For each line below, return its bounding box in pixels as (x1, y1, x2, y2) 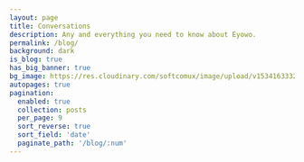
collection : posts (17, 105, 88, 114)
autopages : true (9, 80, 71, 89)
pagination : (9, 88, 54, 97)
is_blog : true (9, 55, 63, 64)
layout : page (9, 13, 59, 22)
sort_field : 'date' (17, 130, 91, 139)
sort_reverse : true (17, 122, 91, 131)
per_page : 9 (17, 113, 63, 122)
